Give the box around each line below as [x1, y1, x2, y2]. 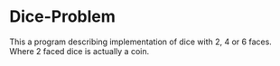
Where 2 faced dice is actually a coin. [9, 45, 150, 56]
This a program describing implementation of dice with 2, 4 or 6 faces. [9, 36, 273, 47]
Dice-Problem [9, 6, 116, 27]
